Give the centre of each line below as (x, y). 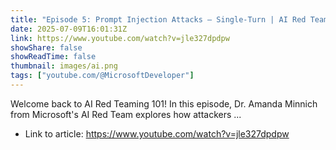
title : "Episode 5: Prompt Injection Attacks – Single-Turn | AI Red (158, 19)
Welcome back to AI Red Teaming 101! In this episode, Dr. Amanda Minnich (164, 103)
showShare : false (46, 47)
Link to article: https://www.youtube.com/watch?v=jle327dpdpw (157, 133)
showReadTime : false (53, 57)
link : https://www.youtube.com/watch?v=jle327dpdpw (120, 38)
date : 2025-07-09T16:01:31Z (69, 29)
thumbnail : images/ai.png (64, 66)
